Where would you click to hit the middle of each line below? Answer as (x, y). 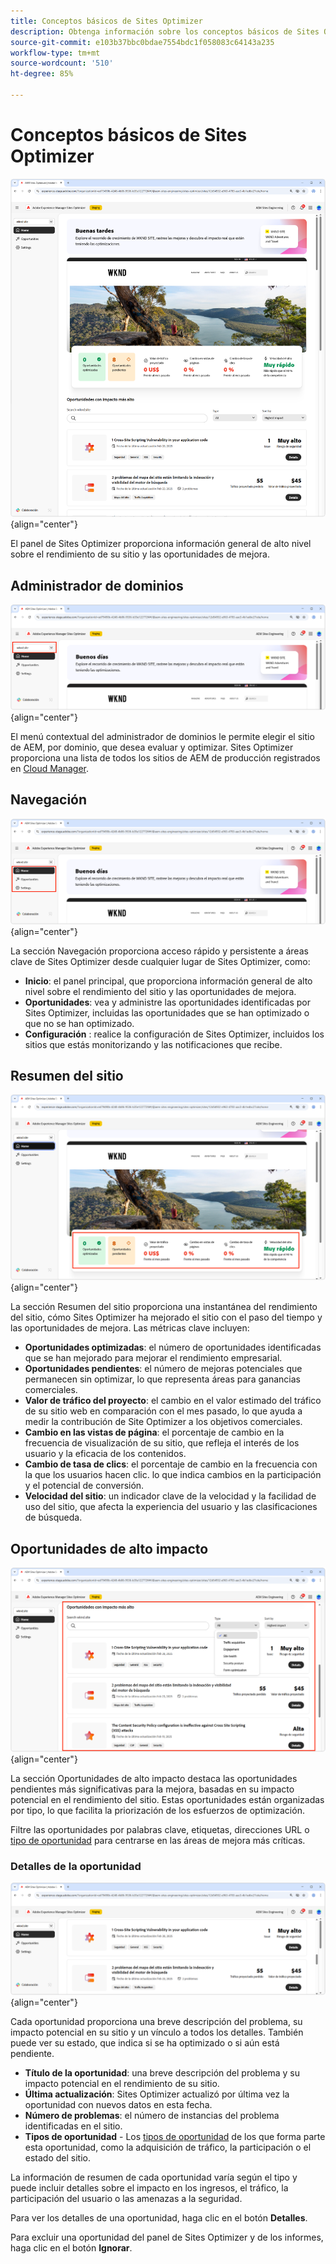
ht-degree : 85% (42, 74)
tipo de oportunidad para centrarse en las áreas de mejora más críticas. (158, 1840)
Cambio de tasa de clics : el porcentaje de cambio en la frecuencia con (171, 1464)
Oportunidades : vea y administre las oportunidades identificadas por (167, 1002)
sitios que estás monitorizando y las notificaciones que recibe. (153, 1044)
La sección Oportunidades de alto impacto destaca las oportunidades (154, 1778)
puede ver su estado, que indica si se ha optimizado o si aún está (145, 2043)
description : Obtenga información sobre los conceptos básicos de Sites (165, 31)
